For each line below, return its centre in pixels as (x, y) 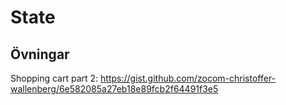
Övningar (40, 54)
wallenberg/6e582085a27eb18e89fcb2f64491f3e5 (114, 89)
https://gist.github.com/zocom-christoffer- (188, 78)
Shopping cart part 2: (54, 78)
